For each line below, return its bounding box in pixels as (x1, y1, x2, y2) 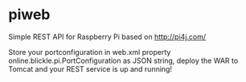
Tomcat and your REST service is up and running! (8, 64, 173, 73)
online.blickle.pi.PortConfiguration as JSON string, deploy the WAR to (8, 56, 239, 65)
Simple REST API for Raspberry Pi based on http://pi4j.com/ (8, 32, 207, 41)
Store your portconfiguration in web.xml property (8, 47, 171, 57)
